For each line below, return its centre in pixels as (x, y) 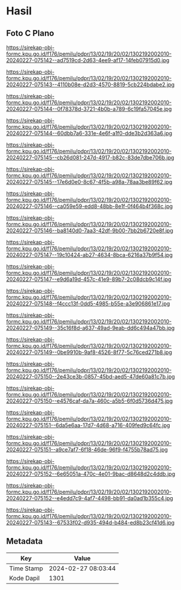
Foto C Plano (30, 33)
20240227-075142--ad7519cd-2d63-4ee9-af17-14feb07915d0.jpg (88, 60)
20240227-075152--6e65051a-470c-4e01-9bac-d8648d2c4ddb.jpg (90, 474)
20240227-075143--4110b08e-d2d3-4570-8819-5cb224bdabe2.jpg (90, 84)
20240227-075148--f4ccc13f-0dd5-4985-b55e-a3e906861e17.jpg (88, 303)
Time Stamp (26, 568)
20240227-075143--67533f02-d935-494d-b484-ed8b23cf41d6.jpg (90, 523)
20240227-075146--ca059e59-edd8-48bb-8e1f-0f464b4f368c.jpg (90, 206)
